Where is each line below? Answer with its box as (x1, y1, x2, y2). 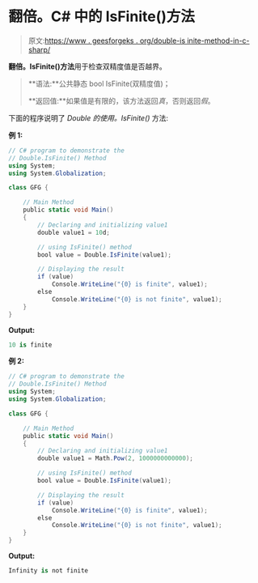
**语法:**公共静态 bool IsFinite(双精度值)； (27, 79, 171, 88)
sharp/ (27, 45, 51, 54)
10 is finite (8, 341, 53, 349)
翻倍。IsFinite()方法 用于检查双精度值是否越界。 (8, 62, 167, 71)
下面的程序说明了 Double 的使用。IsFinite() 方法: (8, 113, 168, 122)
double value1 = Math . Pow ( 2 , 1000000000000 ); (37, 454, 194, 462)
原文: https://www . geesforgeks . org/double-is (27, 36, 186, 45)
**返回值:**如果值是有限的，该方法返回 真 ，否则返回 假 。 (27, 96, 215, 105)
